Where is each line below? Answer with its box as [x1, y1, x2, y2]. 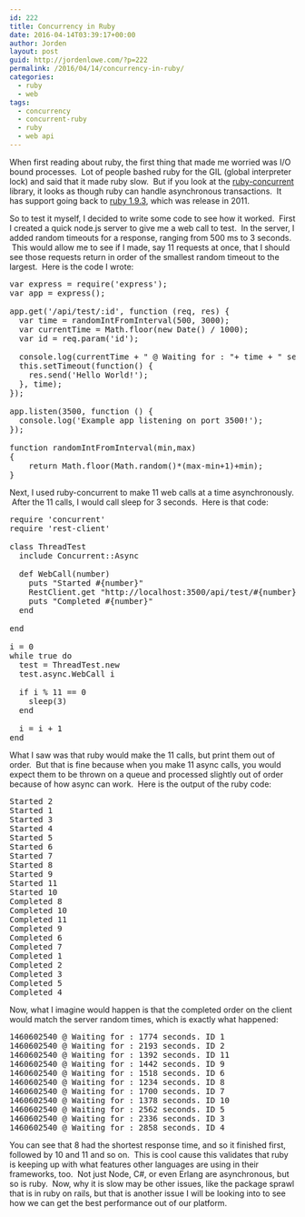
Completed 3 [9, 969, 63, 979]
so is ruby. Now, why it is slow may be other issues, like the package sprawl [9, 1178, 295, 1189]
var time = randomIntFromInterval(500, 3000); [18, 315, 230, 326]
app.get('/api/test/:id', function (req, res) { [9, 306, 230, 317]
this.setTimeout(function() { [18, 360, 153, 371]
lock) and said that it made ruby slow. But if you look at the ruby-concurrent [9, 176, 295, 186]
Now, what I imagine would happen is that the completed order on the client [9, 1004, 292, 1015]
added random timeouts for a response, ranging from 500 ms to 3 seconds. [9, 232, 292, 243]
